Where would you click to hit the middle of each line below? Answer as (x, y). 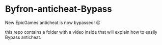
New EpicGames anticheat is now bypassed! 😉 (53, 22)
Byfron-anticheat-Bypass (58, 9)
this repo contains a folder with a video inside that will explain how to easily (81, 32)
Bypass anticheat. (23, 37)
